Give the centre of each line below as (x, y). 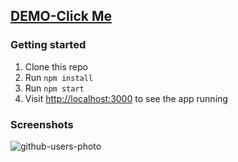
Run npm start (54, 88)
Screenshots (42, 124)
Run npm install (59, 77)
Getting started (48, 45)
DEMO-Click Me (61, 16)
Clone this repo (56, 66)
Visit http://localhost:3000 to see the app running (126, 98)
